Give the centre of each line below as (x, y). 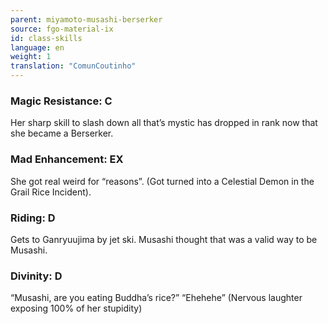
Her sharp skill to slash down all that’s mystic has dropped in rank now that (164, 123)
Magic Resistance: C (61, 101)
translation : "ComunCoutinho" (73, 66)
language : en (37, 47)
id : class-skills (46, 38)
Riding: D (33, 218)
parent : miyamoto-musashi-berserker (86, 19)
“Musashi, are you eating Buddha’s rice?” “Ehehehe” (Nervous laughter (156, 298)
